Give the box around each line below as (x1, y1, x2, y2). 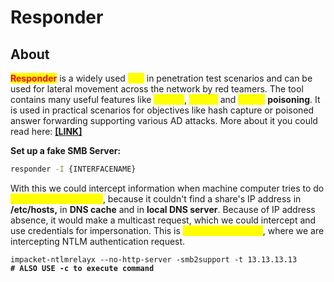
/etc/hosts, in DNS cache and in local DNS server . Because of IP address (10, 203, 316, 215)
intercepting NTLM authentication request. (10, 235, 186, 247)
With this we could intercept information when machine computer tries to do (10, 182, 325, 194)
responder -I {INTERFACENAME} (10, 164, 137, 174)
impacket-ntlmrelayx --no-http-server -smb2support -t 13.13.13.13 (10, 254, 298, 265)
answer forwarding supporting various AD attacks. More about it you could (10, 115, 318, 126)
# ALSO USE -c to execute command (10, 263, 155, 273)
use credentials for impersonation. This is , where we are (10, 224, 325, 236)
